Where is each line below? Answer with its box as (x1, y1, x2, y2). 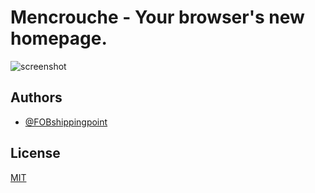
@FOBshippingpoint (24, 116, 108, 128)
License (10, 145, 61, 162)
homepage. (10, 27, 108, 50)
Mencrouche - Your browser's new (10, 6, 305, 29)
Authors (10, 89, 63, 106)
